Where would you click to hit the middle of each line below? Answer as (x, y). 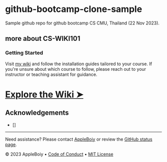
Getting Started (24, 53)
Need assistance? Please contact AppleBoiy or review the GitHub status (79, 139)
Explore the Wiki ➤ (44, 94)
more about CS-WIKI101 (43, 39)
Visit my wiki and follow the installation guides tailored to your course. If (79, 64)
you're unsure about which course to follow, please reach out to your (76, 69)
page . (11, 144)
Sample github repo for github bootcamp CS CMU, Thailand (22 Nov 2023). (83, 23)
